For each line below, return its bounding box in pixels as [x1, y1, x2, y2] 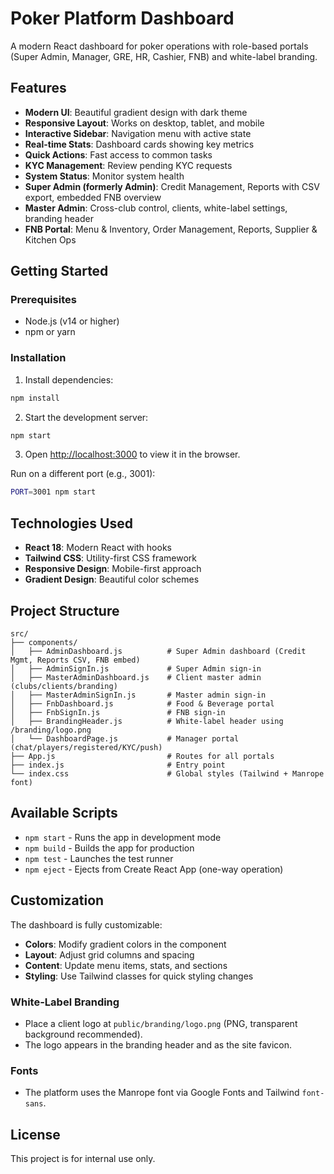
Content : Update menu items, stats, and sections [24, 959, 228, 971]
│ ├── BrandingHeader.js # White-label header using [10, 716, 284, 726]
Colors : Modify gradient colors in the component [24, 938, 227, 950]
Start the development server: [24, 411, 149, 423]
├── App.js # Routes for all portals [10, 751, 275, 761]
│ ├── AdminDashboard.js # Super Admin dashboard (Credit [10, 646, 307, 656]
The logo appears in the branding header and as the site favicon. [24, 1038, 293, 1051]
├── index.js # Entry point [10, 760, 226, 770]
